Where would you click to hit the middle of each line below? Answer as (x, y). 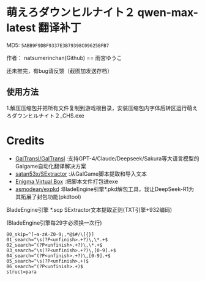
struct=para (21, 272)
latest (21, 28)
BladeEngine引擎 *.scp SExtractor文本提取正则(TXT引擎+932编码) (89, 209)
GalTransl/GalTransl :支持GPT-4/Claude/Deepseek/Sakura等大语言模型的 (107, 158)
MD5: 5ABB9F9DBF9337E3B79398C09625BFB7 (58, 45)
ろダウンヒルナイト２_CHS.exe (45, 115)
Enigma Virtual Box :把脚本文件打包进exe (66, 181)
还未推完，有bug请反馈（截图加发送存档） (60, 70)
